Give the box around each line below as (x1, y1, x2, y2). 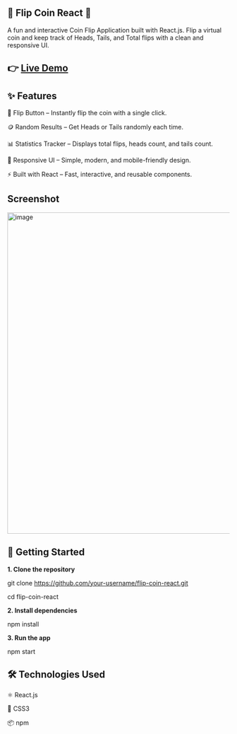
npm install (7, 619, 39, 628)
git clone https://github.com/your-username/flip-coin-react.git (7, 578, 188, 587)
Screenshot (7, 193, 60, 205)
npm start (7, 647, 36, 656)
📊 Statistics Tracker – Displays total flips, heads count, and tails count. (7, 139, 214, 148)
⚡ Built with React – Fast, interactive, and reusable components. (7, 170, 193, 179)
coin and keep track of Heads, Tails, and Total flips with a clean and (7, 33, 204, 42)
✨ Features (7, 90, 57, 102)
